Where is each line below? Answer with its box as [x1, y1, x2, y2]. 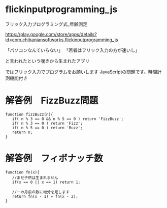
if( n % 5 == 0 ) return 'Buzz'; [12, 125, 83, 130]
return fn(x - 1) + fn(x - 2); [12, 194, 79, 199]
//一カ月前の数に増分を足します [12, 189, 70, 194]
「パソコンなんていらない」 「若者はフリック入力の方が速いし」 [5, 47, 140, 53]
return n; [12, 130, 33, 135]
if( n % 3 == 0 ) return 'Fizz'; [12, 121, 83, 126]
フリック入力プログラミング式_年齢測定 [5, 21, 88, 27]
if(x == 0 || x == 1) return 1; [12, 180, 81, 185]
